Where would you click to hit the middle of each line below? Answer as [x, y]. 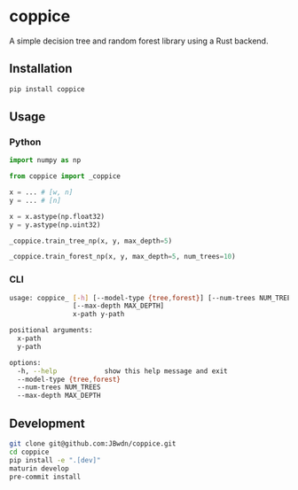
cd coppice [29, 452]
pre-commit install [45, 477]
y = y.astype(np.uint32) [55, 225]
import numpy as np [45, 160]
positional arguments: [51, 331]
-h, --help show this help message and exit [122, 371]
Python [25, 142]
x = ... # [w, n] [41, 192]
